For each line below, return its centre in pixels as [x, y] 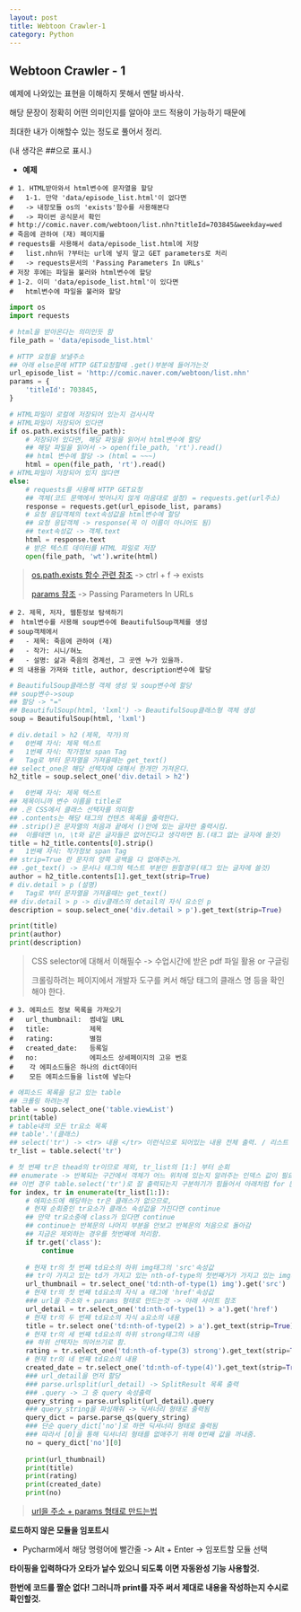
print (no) [44, 1493]
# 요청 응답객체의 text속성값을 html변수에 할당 [103, 515]
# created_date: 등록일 [59, 1048]
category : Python [42, 34]
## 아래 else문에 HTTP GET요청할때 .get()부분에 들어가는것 [108, 365]
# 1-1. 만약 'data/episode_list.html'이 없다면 [98, 198]
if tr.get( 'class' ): [64, 1242]
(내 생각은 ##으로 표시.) [51, 151]
